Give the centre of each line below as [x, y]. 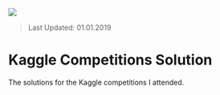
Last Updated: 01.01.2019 [69, 27]
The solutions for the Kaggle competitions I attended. [96, 82]
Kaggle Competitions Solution [110, 60]
